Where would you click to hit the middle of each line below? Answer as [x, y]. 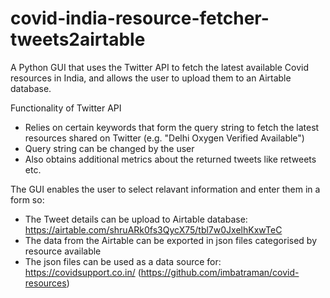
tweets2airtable [78, 39]
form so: [27, 199]
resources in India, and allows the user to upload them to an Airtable [151, 78]
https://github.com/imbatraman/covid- [220, 272]
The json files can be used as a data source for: [123, 261]
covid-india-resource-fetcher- [140, 18]
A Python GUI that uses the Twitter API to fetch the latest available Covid [159, 67]
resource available [63, 251]
